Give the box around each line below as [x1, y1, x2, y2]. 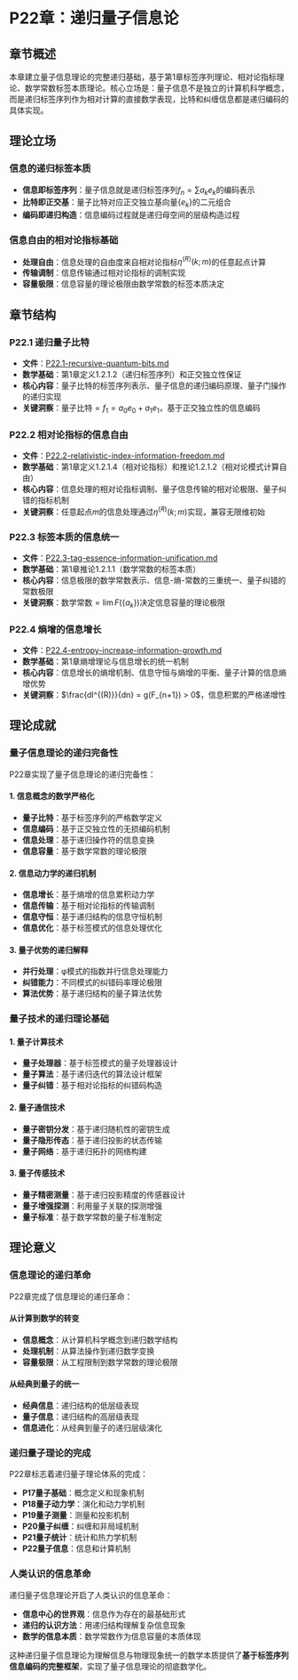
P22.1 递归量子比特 [9, 335, 90, 348]
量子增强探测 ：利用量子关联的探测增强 [21, 1200, 162, 1211]
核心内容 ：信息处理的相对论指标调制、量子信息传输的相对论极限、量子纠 [21, 484, 286, 495]
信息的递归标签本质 [9, 162, 91, 174]
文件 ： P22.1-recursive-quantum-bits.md [21, 358, 169, 368]
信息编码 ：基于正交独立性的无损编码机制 [21, 823, 170, 834]
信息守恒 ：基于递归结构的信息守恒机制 [21, 911, 162, 922]
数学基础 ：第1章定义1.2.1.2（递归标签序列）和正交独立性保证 [21, 368, 242, 379]
